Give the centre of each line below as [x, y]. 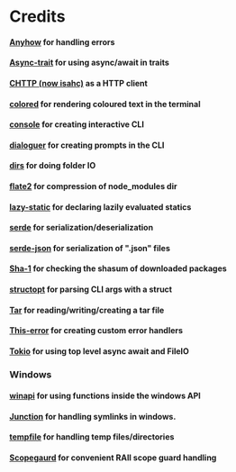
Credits [37, 17]
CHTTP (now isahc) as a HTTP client [79, 83]
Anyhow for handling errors [62, 41]
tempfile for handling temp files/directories [92, 437]
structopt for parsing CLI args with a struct [91, 289]
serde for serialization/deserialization [82, 228]
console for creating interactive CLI [77, 124]
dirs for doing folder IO [53, 166]
